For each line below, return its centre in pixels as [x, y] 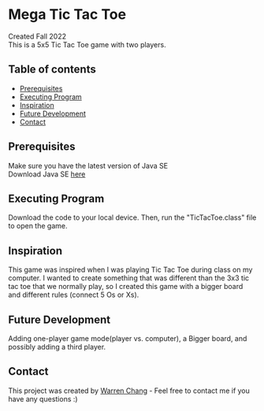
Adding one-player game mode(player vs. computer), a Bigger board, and [128, 339]
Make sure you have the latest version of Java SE [88, 165]
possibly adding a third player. [57, 347]
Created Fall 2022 [37, 36]
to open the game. [38, 226]
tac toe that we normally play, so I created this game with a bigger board [126, 287]
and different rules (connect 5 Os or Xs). [74, 295]
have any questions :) [43, 398]
